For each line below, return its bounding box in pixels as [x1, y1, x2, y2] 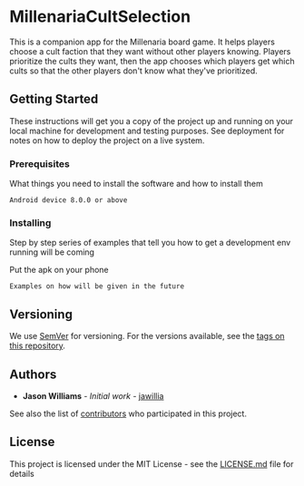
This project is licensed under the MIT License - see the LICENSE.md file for [9, 458, 294, 469]
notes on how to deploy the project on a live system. [9, 134, 205, 146]
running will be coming [9, 247, 95, 258]
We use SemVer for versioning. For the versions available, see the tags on [9, 331, 285, 342]
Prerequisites [9, 157, 70, 170]
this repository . [9, 340, 66, 351]
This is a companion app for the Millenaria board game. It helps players [9, 36, 275, 47]
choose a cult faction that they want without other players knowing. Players [9, 45, 291, 56]
